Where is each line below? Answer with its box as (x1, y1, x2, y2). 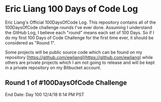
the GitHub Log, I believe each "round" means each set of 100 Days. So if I (5, 29, 154, 35)
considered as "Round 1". (5, 40, 55, 45)
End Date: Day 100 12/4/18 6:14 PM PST (5, 91, 85, 97)
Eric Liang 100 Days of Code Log (5, 3, 138, 15)
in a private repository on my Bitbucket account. (5, 64, 101, 71)
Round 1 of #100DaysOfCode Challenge (5, 79, 127, 87)
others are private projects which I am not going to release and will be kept (5, 59, 155, 65)
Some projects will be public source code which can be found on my (5, 49, 143, 55)
